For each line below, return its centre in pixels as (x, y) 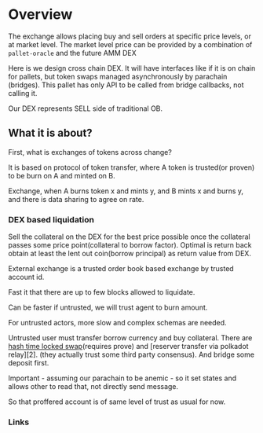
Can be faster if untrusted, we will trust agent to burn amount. (108, 307)
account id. (26, 277)
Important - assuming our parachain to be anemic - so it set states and (122, 378)
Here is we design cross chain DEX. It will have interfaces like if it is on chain (132, 68)
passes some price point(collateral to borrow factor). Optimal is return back (130, 245)
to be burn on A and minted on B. (62, 175)
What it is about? (50, 133)
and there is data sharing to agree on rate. (76, 199)
